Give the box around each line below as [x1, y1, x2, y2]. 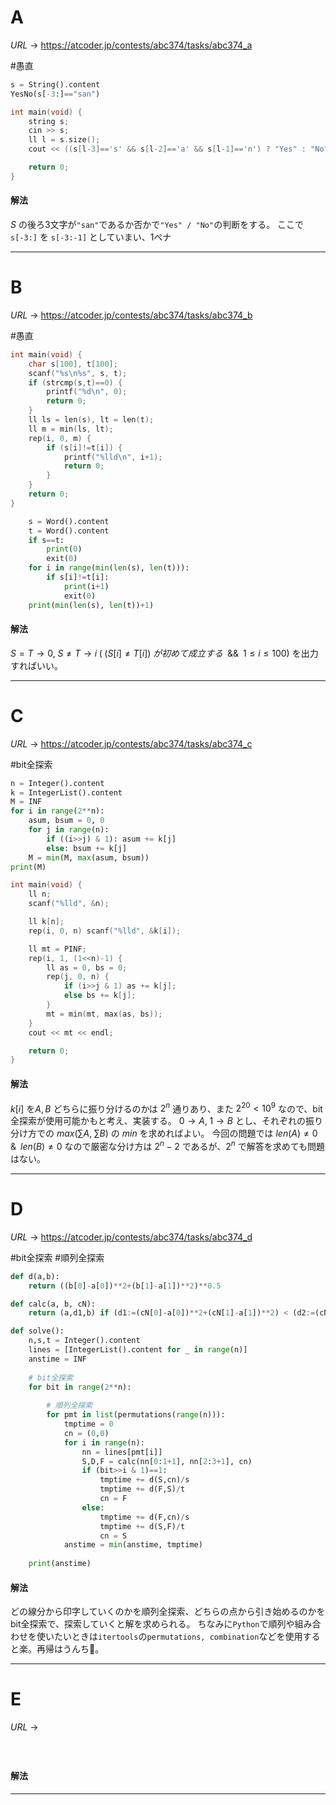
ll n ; [28, 889, 52, 900]
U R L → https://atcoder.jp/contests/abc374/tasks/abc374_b [10, 309, 253, 321]
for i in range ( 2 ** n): [10, 806, 105, 816]
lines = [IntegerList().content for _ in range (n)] [28, 1345, 248, 1355]
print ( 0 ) [46, 544, 83, 555]
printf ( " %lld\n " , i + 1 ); [63, 452, 163, 462]
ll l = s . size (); [28, 135, 101, 145]
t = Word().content [28, 526, 110, 536]
